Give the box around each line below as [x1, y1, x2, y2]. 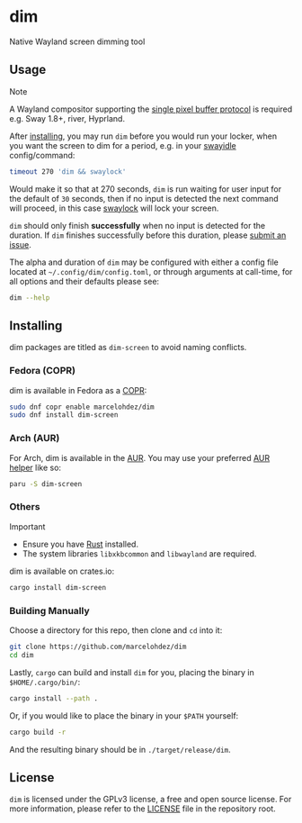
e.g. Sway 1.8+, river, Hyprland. [9, 113, 126, 123]
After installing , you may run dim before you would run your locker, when [9, 131, 277, 141]
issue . [9, 239, 31, 249]
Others [9, 501, 40, 513]
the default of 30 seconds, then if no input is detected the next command [9, 193, 279, 203]
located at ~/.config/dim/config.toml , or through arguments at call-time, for [9, 266, 293, 276]
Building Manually [9, 604, 90, 617]
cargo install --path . [9, 693, 99, 703]
